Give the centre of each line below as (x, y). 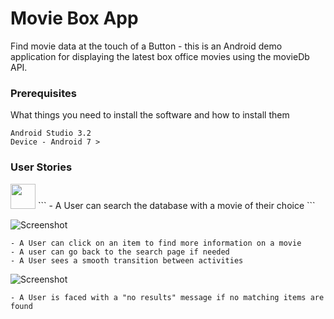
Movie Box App (74, 18)
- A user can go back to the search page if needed (120, 252)
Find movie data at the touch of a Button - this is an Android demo (146, 46)
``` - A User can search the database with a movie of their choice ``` (176, 205)
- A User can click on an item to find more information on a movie (156, 243)
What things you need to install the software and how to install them (150, 115)
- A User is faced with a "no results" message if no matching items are (167, 297)
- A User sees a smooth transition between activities (127, 260)
